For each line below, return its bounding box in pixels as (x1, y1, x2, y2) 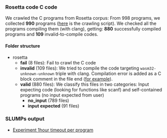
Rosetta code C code (5, 4, 58, 11)
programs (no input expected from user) (20, 92, 105, 98)
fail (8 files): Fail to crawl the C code (20, 59, 96, 65)
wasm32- (140, 66, 156, 71)
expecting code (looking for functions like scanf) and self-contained (20, 86, 162, 92)
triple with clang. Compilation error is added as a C (55, 70, 161, 77)
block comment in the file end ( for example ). (20, 76, 113, 82)
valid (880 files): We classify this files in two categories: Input (20, 81, 149, 87)
